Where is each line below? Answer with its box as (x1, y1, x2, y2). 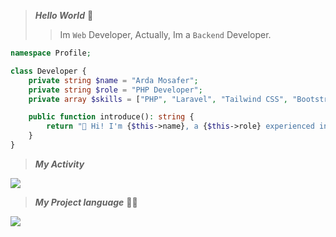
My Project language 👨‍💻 (34, 196, 138, 208)
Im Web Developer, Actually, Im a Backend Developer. (59, 29, 272, 40)
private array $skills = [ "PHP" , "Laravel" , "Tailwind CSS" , (28, 94, 289, 104)
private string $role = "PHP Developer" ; (28, 85, 203, 95)
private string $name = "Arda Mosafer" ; (28, 75, 199, 85)
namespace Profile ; (10, 48, 92, 58)
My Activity (34, 158, 85, 170)
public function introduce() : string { (28, 112, 195, 122)
